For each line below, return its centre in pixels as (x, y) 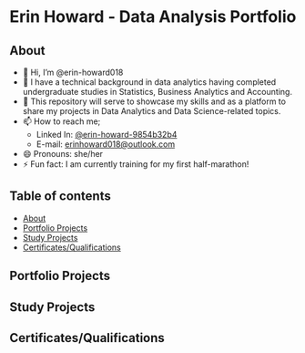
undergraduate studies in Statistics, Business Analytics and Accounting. (158, 92)
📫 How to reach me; (61, 121)
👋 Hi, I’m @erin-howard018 (73, 72)
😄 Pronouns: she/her (62, 154)
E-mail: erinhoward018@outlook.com (106, 144)
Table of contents (60, 197)
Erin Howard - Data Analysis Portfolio (153, 17)
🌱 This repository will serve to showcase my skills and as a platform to (154, 101)
